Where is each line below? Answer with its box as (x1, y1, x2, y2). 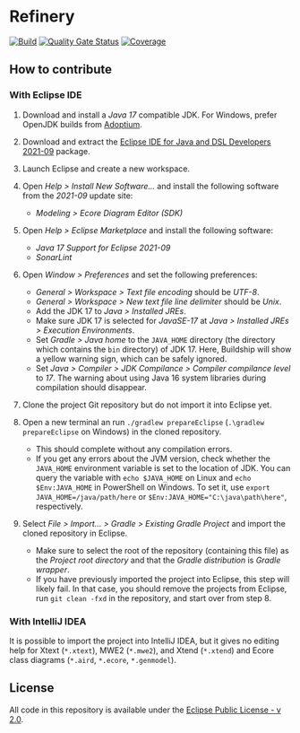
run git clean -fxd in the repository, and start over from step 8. (35, 592, 271, 603)
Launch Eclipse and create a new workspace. (21, 163, 191, 174)
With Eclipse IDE (9, 89, 82, 101)
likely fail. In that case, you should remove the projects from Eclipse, (35, 583, 287, 594)
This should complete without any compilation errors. (35, 443, 233, 454)
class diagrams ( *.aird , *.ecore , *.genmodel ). (9, 654, 176, 665)
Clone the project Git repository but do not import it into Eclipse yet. (21, 399, 272, 410)
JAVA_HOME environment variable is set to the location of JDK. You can (35, 462, 291, 473)
